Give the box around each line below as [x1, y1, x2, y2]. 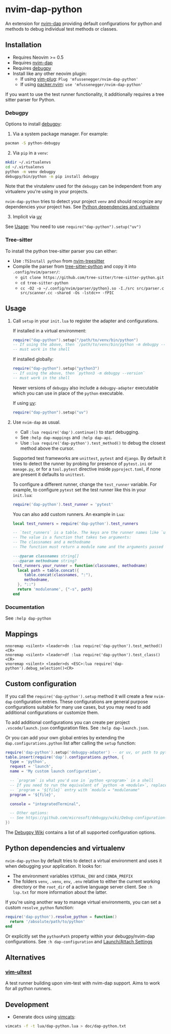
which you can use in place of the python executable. [12, 390, 124, 396]
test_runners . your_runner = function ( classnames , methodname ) [12, 563, 148, 568]
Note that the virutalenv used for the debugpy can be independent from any [5, 183, 162, 189]
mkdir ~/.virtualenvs [5, 160, 51, 165]
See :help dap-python [5, 615, 51, 622]
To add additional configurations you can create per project [5, 719, 130, 725]
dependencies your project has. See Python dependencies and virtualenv [5, 204, 159, 210]
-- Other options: [10, 811, 49, 816]
